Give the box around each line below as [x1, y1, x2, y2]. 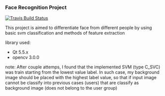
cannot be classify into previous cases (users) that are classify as [5, 80, 139, 86]
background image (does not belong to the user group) [5, 85, 117, 91]
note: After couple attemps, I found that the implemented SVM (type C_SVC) [5, 64, 161, 70]
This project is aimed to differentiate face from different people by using [5, 25, 152, 31]
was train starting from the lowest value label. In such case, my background [5, 69, 160, 75]
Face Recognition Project [5, 4, 67, 11]
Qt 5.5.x [12, 49, 29, 55]
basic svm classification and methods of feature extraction [5, 30, 125, 36]
